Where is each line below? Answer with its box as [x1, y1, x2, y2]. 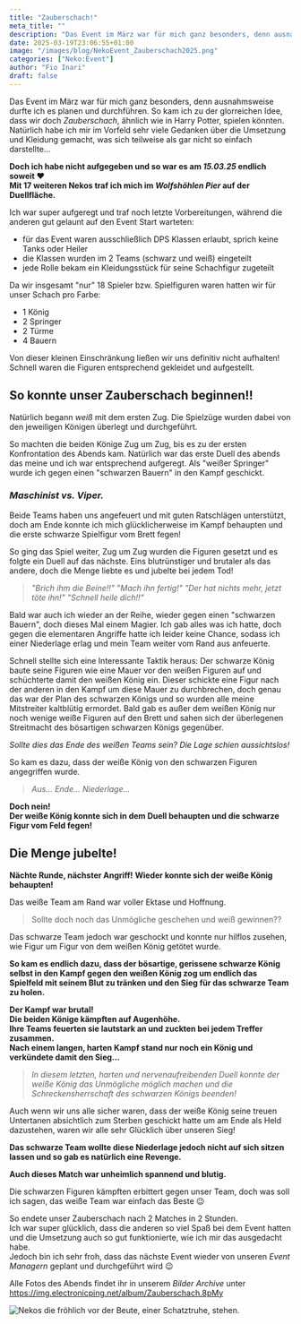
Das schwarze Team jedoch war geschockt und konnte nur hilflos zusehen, [9, 931, 288, 941]
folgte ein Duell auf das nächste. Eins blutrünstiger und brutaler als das [9, 555, 271, 566]
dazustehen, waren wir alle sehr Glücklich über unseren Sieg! [9, 1124, 236, 1135]
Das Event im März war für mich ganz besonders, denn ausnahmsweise [9, 96, 275, 107]
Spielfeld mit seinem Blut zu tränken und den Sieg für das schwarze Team [9, 977, 289, 988]
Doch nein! [9, 801, 51, 812]
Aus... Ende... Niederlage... [30, 783, 131, 794]
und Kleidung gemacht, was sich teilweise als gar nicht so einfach [9, 133, 253, 144]
